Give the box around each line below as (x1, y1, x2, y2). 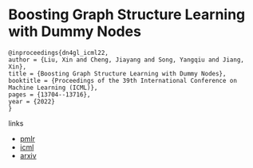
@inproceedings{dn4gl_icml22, (8, 49, 109, 57)
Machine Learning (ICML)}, (8, 84, 98, 92)
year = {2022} (8, 97, 56, 105)
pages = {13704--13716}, (8, 90, 91, 99)
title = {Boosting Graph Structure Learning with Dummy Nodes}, (8, 69, 227, 77)
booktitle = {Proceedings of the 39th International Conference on (8, 76, 238, 84)
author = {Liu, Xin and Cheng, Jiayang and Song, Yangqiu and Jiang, (8, 56, 245, 64)
